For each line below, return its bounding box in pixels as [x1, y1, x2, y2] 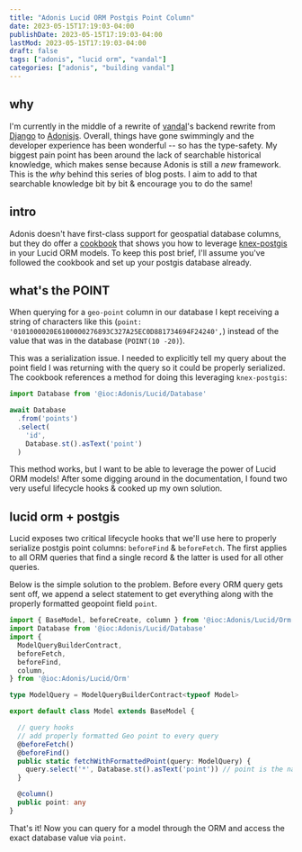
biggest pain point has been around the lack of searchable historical [9, 150, 262, 160]
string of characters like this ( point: [9, 316, 142, 327]
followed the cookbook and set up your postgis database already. [9, 257, 252, 267]
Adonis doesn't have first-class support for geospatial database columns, [9, 228, 281, 239]
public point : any [17, 798, 87, 807]
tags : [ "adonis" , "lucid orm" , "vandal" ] [9, 55, 167, 64]
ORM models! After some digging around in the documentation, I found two [9, 474, 288, 485]
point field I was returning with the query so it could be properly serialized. [9, 362, 286, 374]
